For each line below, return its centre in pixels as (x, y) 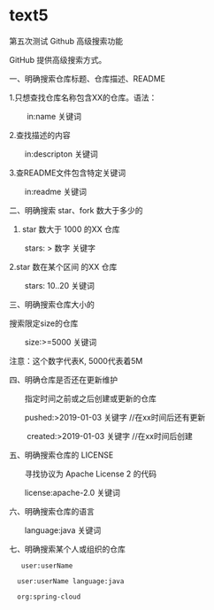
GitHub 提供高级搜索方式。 (58, 59)
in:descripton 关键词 (61, 154)
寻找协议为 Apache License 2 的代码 (91, 474)
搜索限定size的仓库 (44, 323)
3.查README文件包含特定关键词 (68, 173)
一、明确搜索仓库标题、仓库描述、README (88, 78)
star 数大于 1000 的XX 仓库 (71, 229)
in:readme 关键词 (55, 191)
